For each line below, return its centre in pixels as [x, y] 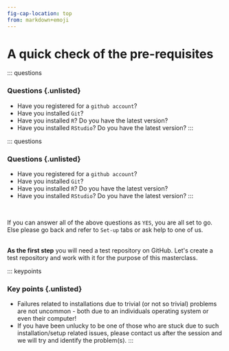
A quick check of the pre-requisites [110, 54]
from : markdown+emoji [38, 20]
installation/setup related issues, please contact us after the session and [119, 333]
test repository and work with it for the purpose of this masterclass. [102, 258]
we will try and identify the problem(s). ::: [75, 341]
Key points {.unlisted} [45, 288]
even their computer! [47, 319]
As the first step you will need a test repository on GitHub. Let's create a [110, 251]
